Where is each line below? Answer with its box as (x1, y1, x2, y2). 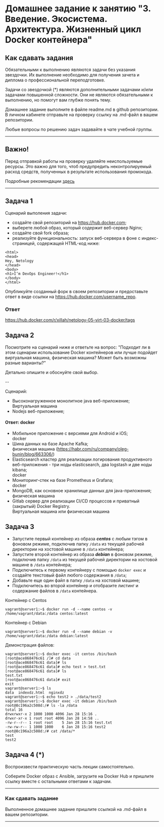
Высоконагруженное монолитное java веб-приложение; (12, 398, 130, 403)
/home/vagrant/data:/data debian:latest (5, 633, 89, 638)
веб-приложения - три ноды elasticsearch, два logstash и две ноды (12, 461, 152, 467)
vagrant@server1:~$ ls (5, 686, 51, 691)
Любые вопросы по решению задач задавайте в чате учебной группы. (5, 126, 153, 132)
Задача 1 (5, 197, 33, 205)
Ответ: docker (5, 420, 35, 426)
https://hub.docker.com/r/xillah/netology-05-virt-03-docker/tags (5, 317, 135, 323)
